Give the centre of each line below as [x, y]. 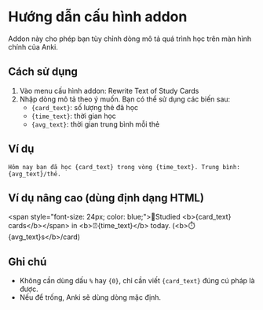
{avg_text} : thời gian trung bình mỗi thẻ [95, 124]
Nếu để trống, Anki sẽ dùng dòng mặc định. [90, 297]
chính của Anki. [33, 46]
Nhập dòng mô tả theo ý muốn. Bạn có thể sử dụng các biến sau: [125, 99]
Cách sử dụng [43, 72]
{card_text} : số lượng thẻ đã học [85, 107]
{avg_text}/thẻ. [35, 174]
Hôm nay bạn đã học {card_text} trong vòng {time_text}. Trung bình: [124, 167]
